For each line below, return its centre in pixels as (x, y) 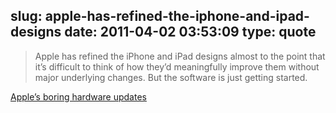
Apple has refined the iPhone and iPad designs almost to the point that (180, 56)
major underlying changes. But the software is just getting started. (171, 77)
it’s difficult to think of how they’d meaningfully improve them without (177, 66)
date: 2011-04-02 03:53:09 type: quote (190, 32)
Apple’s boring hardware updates (78, 96)
